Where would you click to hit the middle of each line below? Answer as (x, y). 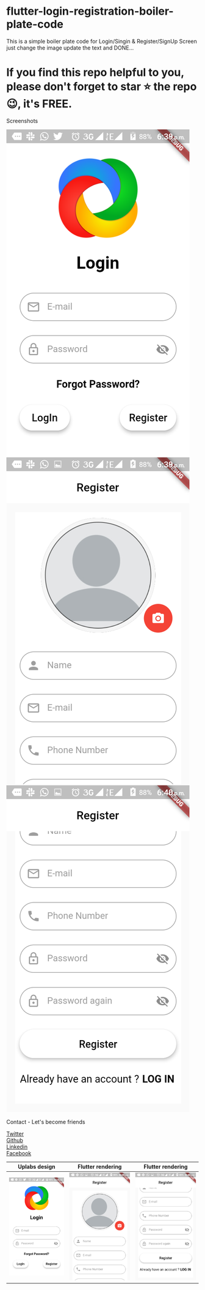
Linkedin (17, 1147)
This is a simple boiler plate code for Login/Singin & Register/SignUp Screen (102, 41)
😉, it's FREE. (39, 104)
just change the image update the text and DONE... (70, 48)
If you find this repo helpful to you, (95, 73)
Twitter (15, 1133)
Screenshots (22, 121)
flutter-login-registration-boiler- (90, 11)
